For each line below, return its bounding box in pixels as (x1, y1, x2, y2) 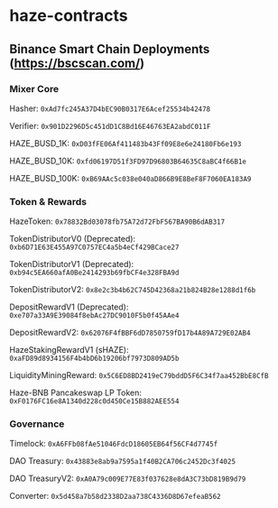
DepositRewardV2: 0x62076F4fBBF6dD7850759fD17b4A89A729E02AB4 (9, 327, 251, 338)
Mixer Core (9, 82, 60, 95)
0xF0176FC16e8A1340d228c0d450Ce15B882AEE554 (9, 397, 180, 406)
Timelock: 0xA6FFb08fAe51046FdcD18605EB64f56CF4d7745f (9, 439, 218, 449)
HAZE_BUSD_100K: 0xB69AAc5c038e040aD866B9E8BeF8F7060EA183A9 (9, 172, 252, 183)
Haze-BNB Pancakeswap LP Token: (9, 387, 142, 398)
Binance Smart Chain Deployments (9, 42, 210, 57)
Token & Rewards (9, 195, 88, 208)
